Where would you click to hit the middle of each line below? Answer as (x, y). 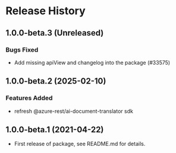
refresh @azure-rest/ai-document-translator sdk (73, 111)
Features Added (29, 98)
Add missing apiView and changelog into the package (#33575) (92, 62)
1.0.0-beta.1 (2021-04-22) (55, 130)
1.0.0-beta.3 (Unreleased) (55, 33)
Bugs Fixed (22, 50)
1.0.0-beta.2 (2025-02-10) (56, 81)
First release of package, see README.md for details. (80, 144)
